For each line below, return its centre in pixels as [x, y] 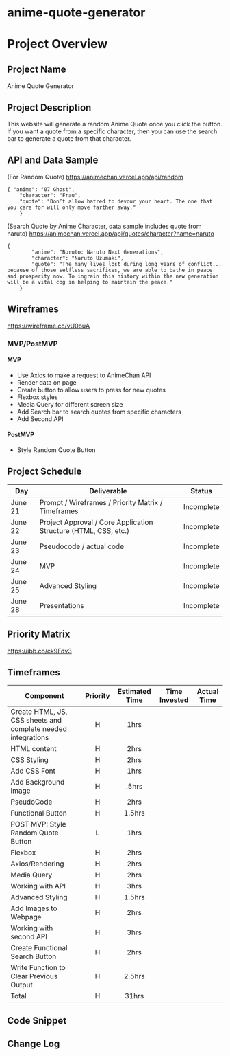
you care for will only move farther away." [72, 207]
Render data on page [47, 382]
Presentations [62, 605]
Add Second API [40, 419]
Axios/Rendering [37, 864]
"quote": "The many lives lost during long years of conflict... [127, 264]
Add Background [38, 783]
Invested [174, 700]
